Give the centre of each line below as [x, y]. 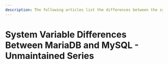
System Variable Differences [66, 34]
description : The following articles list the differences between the [81, 10]
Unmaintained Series [49, 56]
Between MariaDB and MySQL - [72, 45]
